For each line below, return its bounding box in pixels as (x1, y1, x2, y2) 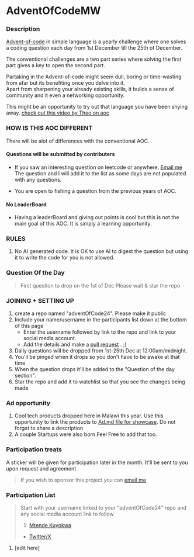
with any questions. (14, 176, 62, 183)
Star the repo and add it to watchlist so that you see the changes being (14, 378, 185, 385)
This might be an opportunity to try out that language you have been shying (6, 103, 188, 110)
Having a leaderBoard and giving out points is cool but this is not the (14, 214, 179, 221)
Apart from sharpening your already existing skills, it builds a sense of (6, 86, 174, 93)
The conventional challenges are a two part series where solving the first (6, 56, 182, 63)
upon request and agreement (6, 465, 77, 472)
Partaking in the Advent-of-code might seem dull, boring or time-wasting (6, 73, 182, 80)
